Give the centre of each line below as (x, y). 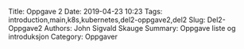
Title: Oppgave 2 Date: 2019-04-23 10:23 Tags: (85, 11)
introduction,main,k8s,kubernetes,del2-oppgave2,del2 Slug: (107, 20)
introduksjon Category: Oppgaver (63, 36)
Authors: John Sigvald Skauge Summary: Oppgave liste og (140, 28)
